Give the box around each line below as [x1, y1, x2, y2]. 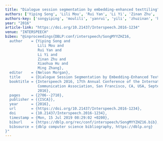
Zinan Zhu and [37, 57, 66, 62]
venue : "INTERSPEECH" [5, 30, 49, 34]
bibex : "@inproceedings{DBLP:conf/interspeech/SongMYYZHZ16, [5, 34, 131, 39]
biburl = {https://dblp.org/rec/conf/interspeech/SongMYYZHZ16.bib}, [9, 120, 160, 125]
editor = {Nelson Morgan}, [9, 70, 70, 75]
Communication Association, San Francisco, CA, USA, [37, 83, 147, 89]
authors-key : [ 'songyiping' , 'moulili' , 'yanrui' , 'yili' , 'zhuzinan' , [5, 16, 153, 21]
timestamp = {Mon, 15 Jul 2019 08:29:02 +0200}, [9, 115, 110, 120]
